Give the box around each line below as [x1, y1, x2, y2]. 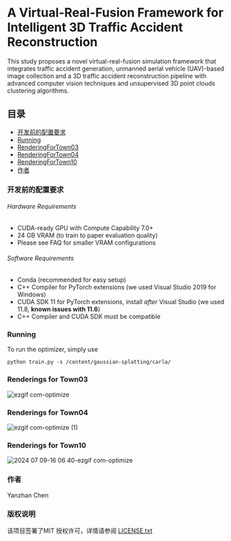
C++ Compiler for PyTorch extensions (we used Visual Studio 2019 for [17, 283, 217, 292]
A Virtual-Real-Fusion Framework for [7, 5, 224, 21]
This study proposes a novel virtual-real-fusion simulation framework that [7, 57, 217, 65]
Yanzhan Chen [7, 491, 49, 499]
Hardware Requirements [7, 202, 77, 211]
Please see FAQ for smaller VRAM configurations [17, 238, 157, 247]
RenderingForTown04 [17, 150, 79, 158]
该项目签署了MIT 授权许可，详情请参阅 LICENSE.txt [7, 526, 153, 535]
